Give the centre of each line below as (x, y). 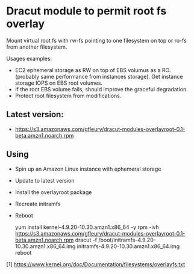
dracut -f (86, 240)
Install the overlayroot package (53, 192)
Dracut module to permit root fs (86, 11)
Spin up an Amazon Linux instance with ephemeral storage (88, 169)
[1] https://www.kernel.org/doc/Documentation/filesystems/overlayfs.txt (96, 264)
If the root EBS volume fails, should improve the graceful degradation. (101, 89)
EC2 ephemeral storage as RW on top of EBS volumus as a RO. (93, 70)
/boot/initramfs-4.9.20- (127, 240)
